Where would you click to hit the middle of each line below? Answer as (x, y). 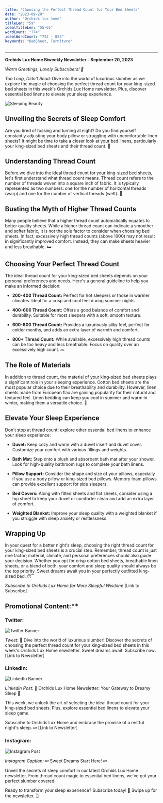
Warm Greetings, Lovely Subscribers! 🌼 (44, 69)
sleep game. (17, 713)
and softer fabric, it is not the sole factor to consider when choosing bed (77, 231)
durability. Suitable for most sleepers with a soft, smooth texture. (77, 315)
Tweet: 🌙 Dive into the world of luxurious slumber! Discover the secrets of (79, 640)
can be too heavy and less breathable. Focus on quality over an (75, 344)
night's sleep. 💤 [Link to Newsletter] (41, 728)
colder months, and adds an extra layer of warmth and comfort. (75, 330)
